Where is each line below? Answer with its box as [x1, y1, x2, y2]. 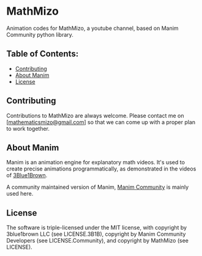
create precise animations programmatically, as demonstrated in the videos [6, 165, 196, 172]
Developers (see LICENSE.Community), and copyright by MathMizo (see [6, 237, 189, 244]
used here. [6, 190, 34, 197]
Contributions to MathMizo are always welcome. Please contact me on [6, 112, 184, 119]
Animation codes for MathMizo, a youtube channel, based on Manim [6, 24, 179, 32]
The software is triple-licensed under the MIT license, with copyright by [6, 224, 187, 232]
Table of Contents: [6, 49, 79, 59]
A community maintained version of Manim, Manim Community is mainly [6, 183, 189, 191]
